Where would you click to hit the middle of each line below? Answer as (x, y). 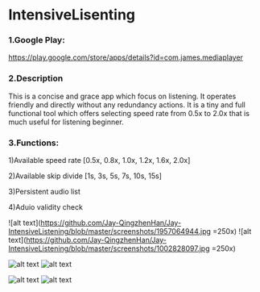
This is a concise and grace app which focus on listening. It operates (122, 96)
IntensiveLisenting (72, 15)
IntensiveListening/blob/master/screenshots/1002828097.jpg (109, 248)
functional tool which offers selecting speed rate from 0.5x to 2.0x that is (129, 113)
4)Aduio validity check (45, 207)
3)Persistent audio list (44, 192)
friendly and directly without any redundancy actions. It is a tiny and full (127, 104)
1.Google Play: (37, 40)
